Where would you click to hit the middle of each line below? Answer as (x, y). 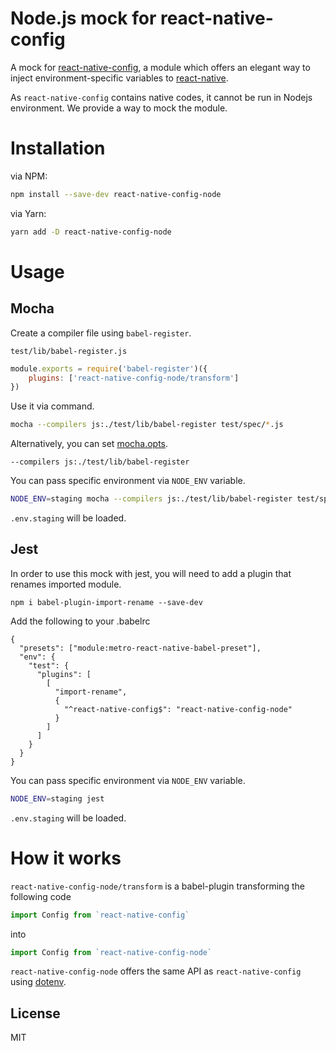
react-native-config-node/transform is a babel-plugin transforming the (157, 886)
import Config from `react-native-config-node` (111, 952)
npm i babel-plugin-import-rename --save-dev (106, 602)
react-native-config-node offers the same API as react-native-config (156, 971)
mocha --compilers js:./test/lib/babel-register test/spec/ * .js (147, 425)
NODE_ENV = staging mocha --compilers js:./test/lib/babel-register (151, 499)
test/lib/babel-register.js (69, 351)
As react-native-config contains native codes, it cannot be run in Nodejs (161, 97)
